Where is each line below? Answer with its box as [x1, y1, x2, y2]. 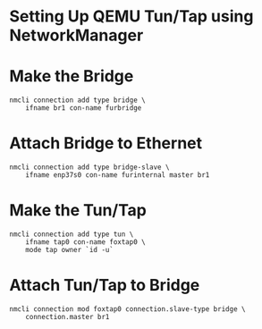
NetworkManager [9, 25, 144, 46]
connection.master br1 [25, 312, 110, 321]
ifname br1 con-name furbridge [25, 104, 142, 113]
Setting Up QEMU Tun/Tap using [9, 6, 254, 27]
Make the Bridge [9, 66, 134, 87]
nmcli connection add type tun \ [9, 230, 134, 239]
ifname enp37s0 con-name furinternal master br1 [25, 171, 210, 180]
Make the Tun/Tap [9, 200, 148, 221]
